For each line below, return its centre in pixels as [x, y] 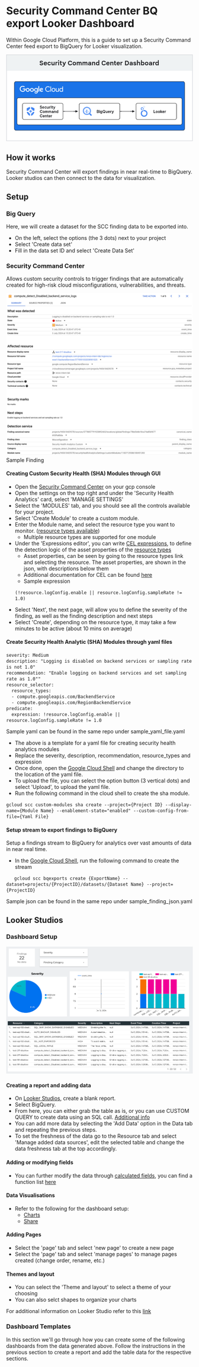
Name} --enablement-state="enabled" [86, 811]
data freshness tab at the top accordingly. [66, 1149]
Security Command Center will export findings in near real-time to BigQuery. [99, 172]
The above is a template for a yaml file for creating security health [95, 743]
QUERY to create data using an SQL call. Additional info [82, 1117]
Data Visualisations [31, 1195]
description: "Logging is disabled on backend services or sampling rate [99, 661]
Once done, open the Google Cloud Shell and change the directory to [99, 768]
